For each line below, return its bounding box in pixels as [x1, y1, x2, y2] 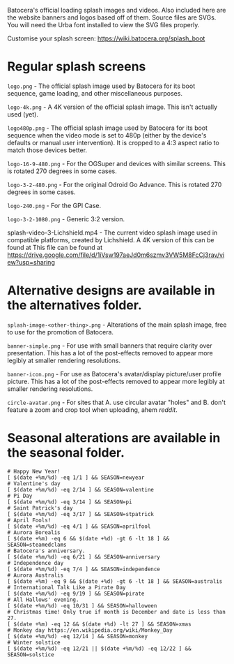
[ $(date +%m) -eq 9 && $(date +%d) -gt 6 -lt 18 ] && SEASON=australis [7, 577, 223, 585]
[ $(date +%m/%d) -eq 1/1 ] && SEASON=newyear [7, 474, 145, 481]
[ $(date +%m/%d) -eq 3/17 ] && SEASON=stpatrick [7, 510, 155, 517]
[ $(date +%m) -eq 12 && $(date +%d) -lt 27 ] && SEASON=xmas [7, 621, 192, 628]
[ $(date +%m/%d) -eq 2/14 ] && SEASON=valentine [7, 486, 155, 493]
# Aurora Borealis [7, 529, 61, 536]
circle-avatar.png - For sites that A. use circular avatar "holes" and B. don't [7, 398, 226, 406]
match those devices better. [7, 146, 88, 154]
